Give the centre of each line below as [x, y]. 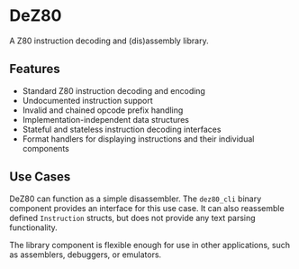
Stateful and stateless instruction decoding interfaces [122, 129]
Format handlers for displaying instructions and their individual [138, 139]
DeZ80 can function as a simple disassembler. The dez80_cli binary [136, 199]
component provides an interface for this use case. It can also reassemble [147, 208]
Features [35, 69]
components [45, 148]
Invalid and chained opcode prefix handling [103, 110]
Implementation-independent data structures [105, 119]
